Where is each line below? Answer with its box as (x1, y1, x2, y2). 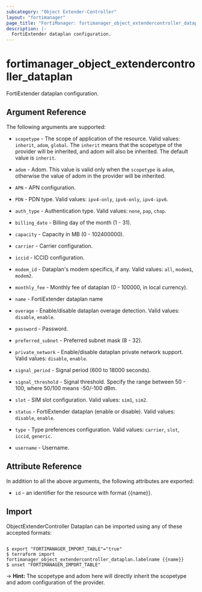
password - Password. (14, 325, 69, 332)
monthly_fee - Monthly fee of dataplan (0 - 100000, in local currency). (14, 284, 188, 291)
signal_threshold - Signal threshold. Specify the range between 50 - (14, 378, 186, 385)
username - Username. (14, 444, 70, 451)
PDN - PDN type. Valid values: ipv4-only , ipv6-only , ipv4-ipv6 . (14, 195, 168, 202)
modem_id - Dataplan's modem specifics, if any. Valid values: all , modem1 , (14, 266, 194, 273)
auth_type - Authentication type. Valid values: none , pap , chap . (14, 207, 167, 214)
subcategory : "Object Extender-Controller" (6, 8, 117, 15)
